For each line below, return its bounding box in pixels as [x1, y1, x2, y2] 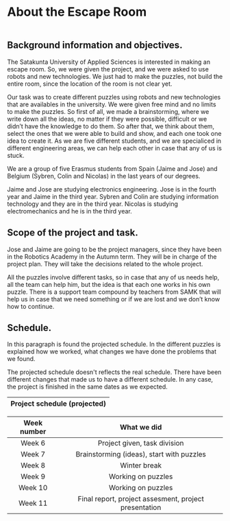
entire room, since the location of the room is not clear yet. [7, 80, 172, 88]
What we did [119, 423, 162, 432]
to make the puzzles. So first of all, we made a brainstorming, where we [7, 107, 209, 115]
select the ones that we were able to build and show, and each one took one [7, 129, 222, 137]
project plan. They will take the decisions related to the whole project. [7, 259, 203, 268]
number [20, 427, 47, 437]
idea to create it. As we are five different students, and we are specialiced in [7, 137, 222, 145]
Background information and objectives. [7, 39, 183, 51]
